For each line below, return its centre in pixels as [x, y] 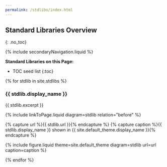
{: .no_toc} [16, 42]
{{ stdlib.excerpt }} [24, 105]
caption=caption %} [26, 150]
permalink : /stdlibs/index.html [39, 10]
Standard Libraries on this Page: [39, 62]
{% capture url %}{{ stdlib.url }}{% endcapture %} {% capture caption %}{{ [83, 124]
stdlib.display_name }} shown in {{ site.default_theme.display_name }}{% [80, 130]
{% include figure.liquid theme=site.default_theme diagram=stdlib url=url [81, 145]
